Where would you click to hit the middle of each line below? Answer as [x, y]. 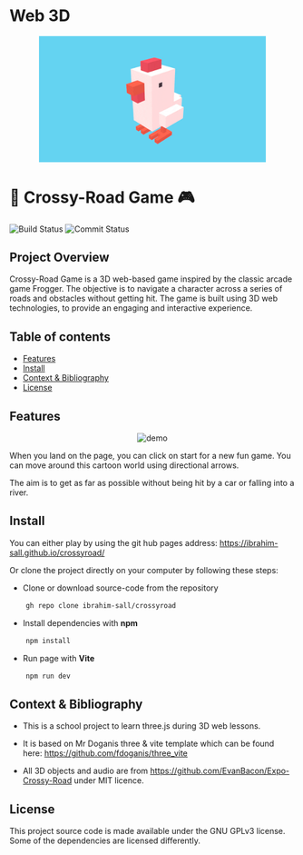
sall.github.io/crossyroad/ [57, 552]
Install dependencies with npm [80, 622]
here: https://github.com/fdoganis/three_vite [105, 753]
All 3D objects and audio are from [85, 771]
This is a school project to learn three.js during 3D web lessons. [142, 726]
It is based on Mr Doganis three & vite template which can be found [148, 744]
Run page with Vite [59, 658]
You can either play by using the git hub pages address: [113, 542]
